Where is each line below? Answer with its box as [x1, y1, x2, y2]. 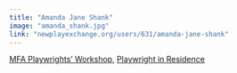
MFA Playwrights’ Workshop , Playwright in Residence [9, 54, 205, 65]
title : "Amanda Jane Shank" [9, 12, 114, 22]
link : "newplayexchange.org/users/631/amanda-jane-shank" [9, 29, 229, 38]
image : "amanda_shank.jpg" [9, 21, 110, 30]
